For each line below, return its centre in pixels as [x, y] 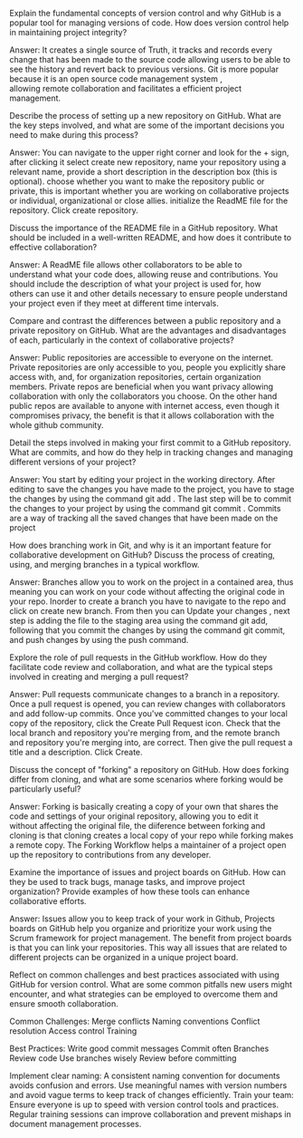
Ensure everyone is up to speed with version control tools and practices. [144, 1104]
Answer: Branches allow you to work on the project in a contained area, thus [151, 582]
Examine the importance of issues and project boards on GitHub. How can [148, 872]
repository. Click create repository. [74, 210]
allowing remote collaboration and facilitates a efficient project [126, 88]
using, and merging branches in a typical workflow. [104, 564]
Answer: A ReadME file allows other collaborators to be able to [126, 265]
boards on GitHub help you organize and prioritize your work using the [141, 928]
